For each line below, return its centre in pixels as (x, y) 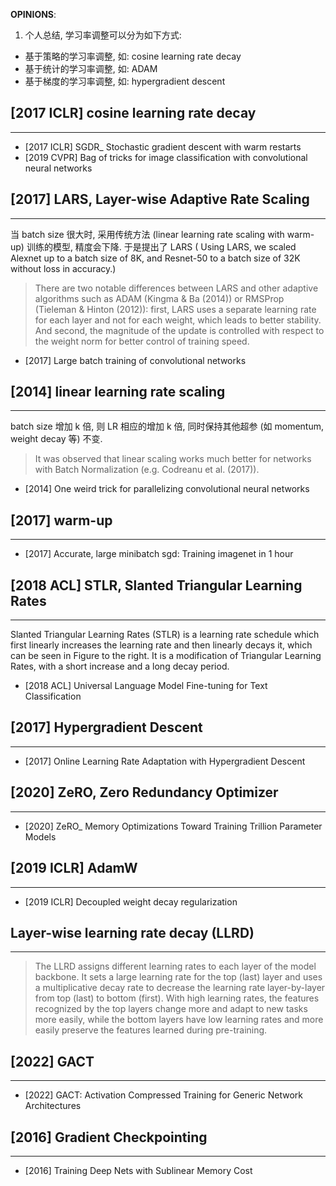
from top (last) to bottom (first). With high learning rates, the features (177, 998)
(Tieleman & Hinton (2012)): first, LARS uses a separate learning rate (175, 309)
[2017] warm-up (61, 520)
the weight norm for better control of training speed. (142, 341)
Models (40, 836)
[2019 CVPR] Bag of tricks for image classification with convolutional (166, 157)
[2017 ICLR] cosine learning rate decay (133, 113)
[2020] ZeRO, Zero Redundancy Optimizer (144, 792)
